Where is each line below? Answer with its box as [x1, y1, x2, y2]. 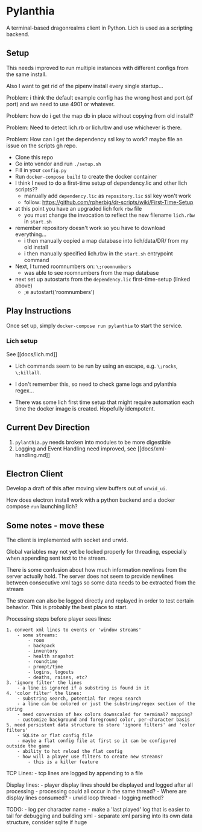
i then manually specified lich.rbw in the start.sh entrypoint [24, 249, 173, 257]
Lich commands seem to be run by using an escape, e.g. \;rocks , [14, 362, 178, 370]
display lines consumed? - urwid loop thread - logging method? [6, 794, 164, 801]
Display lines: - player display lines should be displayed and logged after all [6, 781, 193, 789]
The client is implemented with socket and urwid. [6, 536, 128, 544]
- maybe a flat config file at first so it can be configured [17, 738, 177, 744]
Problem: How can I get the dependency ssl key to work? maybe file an [6, 135, 183, 142]
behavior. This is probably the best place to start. [6, 604, 128, 611]
